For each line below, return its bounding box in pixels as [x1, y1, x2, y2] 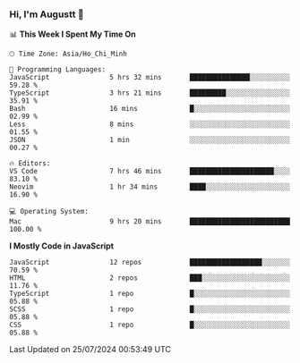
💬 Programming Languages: [9, 65, 106, 74]
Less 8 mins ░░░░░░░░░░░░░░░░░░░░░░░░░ [9, 120, 291, 129]
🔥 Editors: [9, 159, 51, 168]
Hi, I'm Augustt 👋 [9, 8, 84, 21]
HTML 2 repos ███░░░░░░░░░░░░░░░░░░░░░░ [9, 274, 291, 283]
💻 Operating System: [9, 207, 90, 216]
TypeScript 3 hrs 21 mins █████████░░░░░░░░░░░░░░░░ [9, 89, 291, 97]
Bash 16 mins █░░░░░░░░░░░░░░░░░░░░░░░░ [9, 105, 291, 114]
